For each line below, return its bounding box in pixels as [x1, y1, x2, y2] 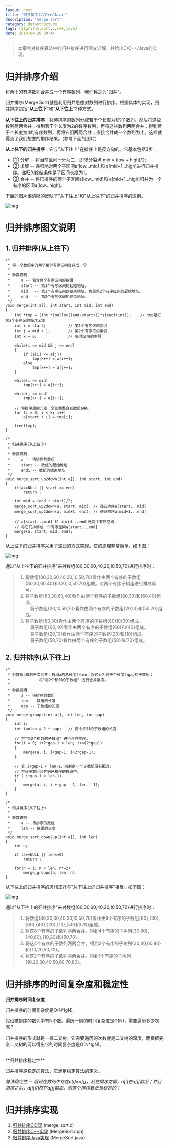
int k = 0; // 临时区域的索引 [14, 334, 102, 339]
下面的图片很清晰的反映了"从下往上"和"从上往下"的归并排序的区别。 [5, 193, 146, 199]
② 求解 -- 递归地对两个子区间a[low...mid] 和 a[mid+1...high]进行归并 [12, 163, 155, 169]
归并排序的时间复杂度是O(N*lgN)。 [5, 1007, 78, 1013]
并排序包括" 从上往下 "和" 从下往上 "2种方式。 [5, 105, 96, 111]
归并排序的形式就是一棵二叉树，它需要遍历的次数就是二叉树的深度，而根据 [5, 1035, 159, 1041]
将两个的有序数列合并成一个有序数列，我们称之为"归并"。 [5, 89, 124, 95]
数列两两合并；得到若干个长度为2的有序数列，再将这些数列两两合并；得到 [5, 123, 158, 129]
